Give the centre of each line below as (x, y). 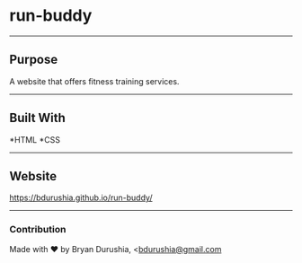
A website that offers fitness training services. (94, 81)
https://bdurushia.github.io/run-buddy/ (81, 197)
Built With (37, 118)
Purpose (34, 60)
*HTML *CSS (35, 139)
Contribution (38, 230)
